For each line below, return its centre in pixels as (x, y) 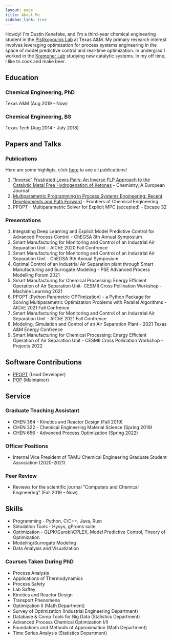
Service (18, 396)
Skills (14, 509)
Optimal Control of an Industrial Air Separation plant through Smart (83, 264)
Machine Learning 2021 (37, 292)
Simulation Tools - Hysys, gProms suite (54, 527)
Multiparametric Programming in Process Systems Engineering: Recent (88, 196)
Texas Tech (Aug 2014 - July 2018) (42, 128)
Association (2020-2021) (39, 463)
